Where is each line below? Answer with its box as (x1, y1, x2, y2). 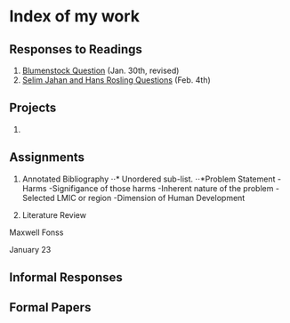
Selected (21, 192, 55, 203)
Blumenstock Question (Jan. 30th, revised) (21, 65, 180, 76)
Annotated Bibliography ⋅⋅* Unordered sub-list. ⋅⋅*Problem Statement (21, 174, 276, 184)
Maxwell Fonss (9, 227, 64, 238)
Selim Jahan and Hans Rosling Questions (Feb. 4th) (21, 75, 211, 85)
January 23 (9, 244, 52, 254)
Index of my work (9, 6, 141, 27)
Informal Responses (9, 270, 123, 286)
